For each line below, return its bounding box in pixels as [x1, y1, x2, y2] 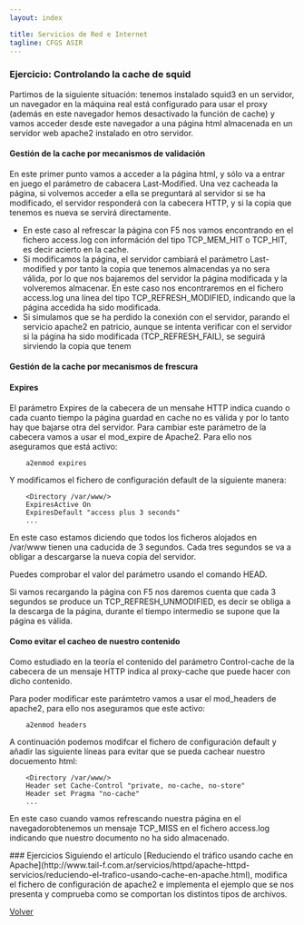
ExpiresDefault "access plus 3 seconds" [25, 508, 181, 517]
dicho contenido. [9, 675, 73, 686]
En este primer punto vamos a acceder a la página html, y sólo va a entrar [9, 168, 286, 179]
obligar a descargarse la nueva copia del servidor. [9, 551, 197, 562]
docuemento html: [9, 755, 78, 766]
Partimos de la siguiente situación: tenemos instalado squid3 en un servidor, [9, 88, 295, 100]
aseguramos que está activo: [9, 441, 118, 452]
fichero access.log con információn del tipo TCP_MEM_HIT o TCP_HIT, [22, 234, 288, 245]
